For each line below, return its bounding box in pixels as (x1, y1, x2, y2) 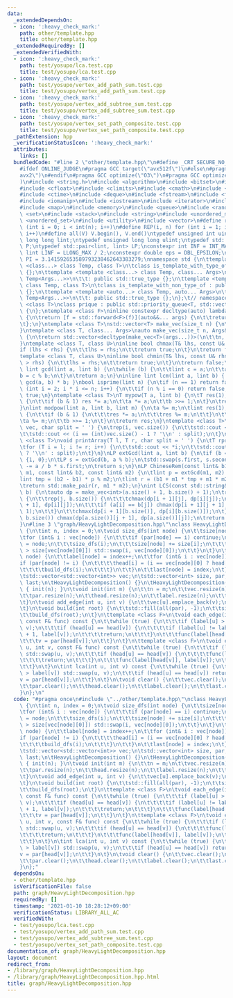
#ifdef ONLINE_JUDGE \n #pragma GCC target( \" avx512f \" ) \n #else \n (19, 165, 209, 172)
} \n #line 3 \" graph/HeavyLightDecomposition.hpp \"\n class (19, 521, 191, 528)
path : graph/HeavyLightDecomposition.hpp (13, 890, 135, 896)
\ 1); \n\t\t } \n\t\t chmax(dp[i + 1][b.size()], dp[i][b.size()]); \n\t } (19, 508, 228, 515)
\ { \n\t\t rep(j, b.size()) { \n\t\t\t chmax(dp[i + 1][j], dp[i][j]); (19, 495, 222, 502)
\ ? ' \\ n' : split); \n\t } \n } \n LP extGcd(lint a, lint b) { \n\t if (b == (19, 450, 231, 457)
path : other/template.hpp (19, 29, 95, 37)
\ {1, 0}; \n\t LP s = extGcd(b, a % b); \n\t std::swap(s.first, (19, 456, 203, 463)
